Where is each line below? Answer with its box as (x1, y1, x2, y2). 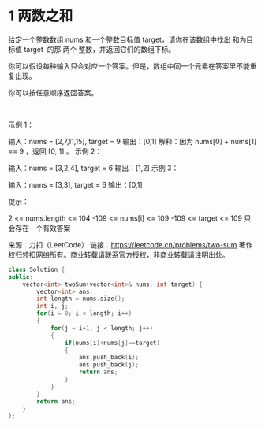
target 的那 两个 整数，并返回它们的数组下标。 (23, 44, 176, 54)
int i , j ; (36, 303, 69, 310)
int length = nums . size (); (36, 295, 125, 303)
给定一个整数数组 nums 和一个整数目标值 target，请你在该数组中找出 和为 (8, 35, 247, 44)
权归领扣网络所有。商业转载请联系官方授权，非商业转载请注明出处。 (8, 250, 230, 259)
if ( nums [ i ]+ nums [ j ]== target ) (64, 339, 160, 347)
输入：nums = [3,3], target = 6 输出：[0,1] (8, 180, 144, 189)
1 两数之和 (8, 7, 73, 25)
